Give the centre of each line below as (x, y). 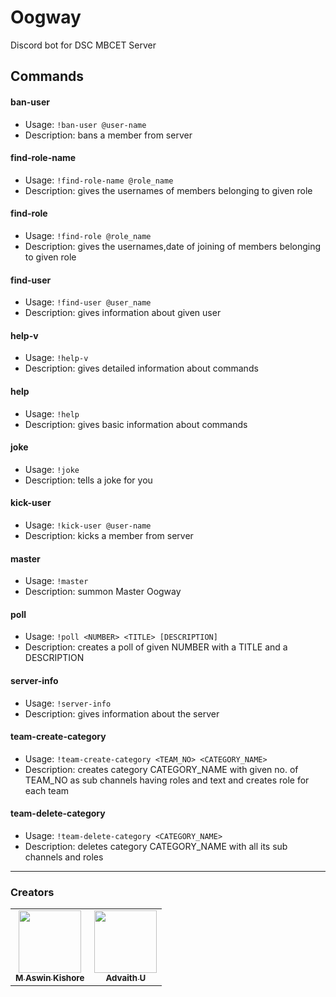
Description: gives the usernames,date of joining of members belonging (173, 246)
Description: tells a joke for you (88, 480)
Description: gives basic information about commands (136, 424)
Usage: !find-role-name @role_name (99, 180)
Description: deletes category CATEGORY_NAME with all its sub (156, 846)
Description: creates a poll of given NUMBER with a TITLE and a (156, 647)
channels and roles (64, 857)
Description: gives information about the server (122, 713)
